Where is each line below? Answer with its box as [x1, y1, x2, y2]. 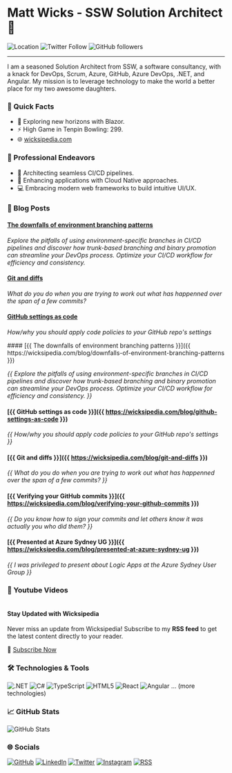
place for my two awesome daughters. [7, 84, 117, 93]
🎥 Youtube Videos [7, 585, 69, 594]
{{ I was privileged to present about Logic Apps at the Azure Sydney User [7, 561, 217, 569]
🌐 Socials [7, 742, 40, 752]
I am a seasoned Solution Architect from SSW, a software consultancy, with [7, 62, 222, 71]
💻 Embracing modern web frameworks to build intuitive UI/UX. [17, 183, 197, 192]
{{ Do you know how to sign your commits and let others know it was [7, 514, 204, 523]
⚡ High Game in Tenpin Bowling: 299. [17, 125, 124, 134]
